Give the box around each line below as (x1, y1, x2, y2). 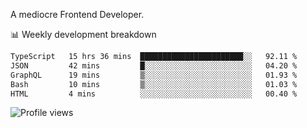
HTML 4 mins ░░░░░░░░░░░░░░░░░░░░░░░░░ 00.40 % (10, 89, 298, 99)
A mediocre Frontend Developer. (10, 9, 145, 20)
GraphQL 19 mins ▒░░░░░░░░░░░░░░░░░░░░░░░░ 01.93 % (10, 70, 298, 80)
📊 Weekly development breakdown (10, 29, 157, 40)
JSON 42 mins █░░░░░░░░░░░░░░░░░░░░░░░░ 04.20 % (10, 60, 298, 71)
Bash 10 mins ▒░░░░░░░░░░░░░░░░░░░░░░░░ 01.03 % (10, 79, 298, 89)
